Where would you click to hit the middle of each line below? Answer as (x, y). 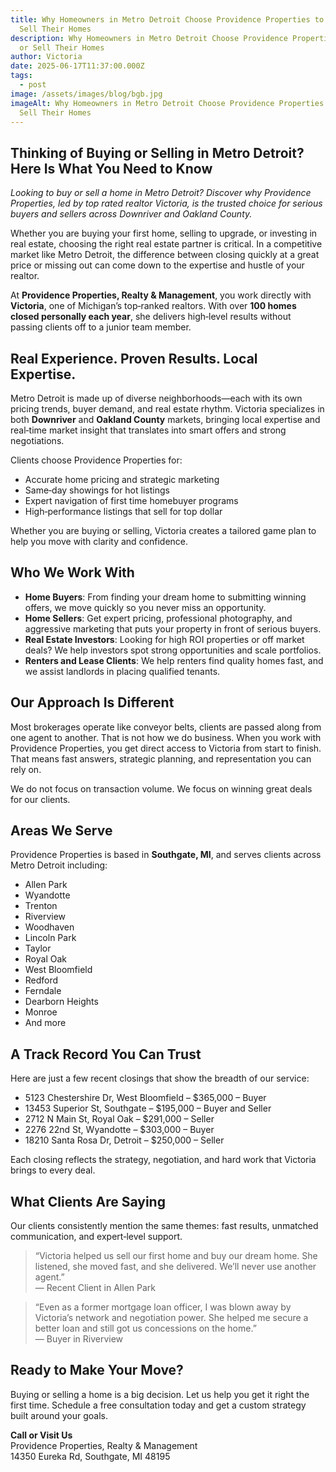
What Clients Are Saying (88, 1201)
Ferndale (43, 991)
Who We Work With (72, 572)
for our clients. (40, 799)
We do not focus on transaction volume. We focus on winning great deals (161, 788)
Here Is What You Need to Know (111, 168)
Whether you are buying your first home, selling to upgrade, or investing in (164, 233)
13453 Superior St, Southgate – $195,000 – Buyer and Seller (148, 1108)
